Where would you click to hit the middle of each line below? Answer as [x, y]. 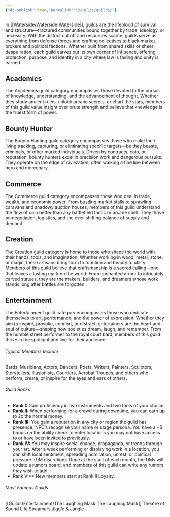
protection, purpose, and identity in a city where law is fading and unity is [82, 57]
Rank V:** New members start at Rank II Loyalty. [64, 476]
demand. [14, 224]
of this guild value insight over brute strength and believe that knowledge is [84, 107]
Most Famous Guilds [27, 487]
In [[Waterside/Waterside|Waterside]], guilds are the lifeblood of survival [81, 24]
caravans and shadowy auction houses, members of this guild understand [83, 207]
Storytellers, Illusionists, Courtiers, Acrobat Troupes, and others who [77, 373]
